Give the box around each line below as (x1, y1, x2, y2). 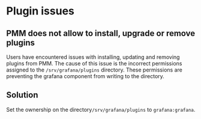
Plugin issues (6, 4, 75, 18)
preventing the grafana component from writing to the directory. (6, 73, 165, 79)
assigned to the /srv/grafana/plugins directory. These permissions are (6, 66, 183, 73)
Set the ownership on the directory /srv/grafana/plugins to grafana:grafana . (6, 106, 196, 113)
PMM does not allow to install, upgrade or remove (6, 28, 196, 38)
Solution (6, 90, 38, 100)
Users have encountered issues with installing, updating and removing (6, 53, 180, 61)
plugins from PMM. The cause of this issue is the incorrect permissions (6, 60, 182, 67)
